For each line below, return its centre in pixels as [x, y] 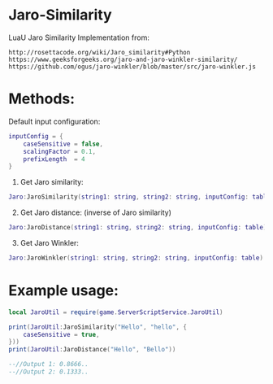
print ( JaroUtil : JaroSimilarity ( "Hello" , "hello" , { [97, 327]
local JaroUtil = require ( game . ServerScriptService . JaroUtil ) [116, 312]
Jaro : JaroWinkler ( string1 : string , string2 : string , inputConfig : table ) [136, 258]
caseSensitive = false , [63, 144]
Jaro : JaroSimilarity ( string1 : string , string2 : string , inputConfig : [129, 197]
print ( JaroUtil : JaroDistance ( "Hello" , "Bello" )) [92, 350]
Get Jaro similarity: [52, 182]
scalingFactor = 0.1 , [59, 151]
